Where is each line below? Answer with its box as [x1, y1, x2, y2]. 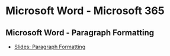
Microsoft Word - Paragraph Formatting [5, 28, 155, 38]
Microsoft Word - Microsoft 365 [5, 4, 165, 18]
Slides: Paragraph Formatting [14, 43, 86, 50]
